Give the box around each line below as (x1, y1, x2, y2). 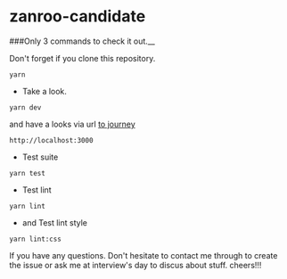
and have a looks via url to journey (9, 119, 135, 129)
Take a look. (21, 86, 67, 96)
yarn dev (9, 103, 42, 112)
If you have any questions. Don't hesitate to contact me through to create (9, 250, 278, 260)
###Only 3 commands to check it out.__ (9, 36, 156, 46)
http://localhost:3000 (9, 135, 94, 144)
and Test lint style (21, 217, 87, 228)
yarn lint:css (9, 234, 62, 243)
